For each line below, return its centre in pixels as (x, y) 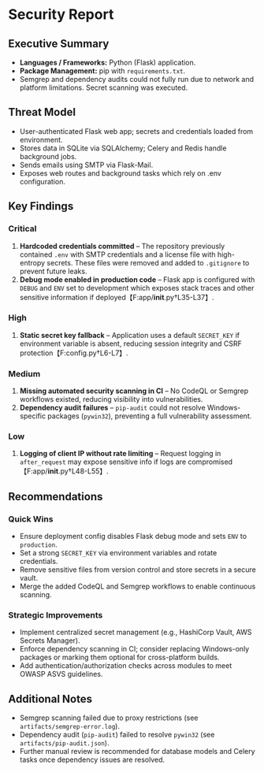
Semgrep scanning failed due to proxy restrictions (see (109, 718)
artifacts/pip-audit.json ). (64, 743)
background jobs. (48, 156)
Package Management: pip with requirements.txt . (102, 71)
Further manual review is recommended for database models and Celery (137, 752)
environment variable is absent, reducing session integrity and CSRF (131, 343)
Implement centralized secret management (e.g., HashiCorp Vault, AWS (136, 633)
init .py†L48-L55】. (78, 471)
